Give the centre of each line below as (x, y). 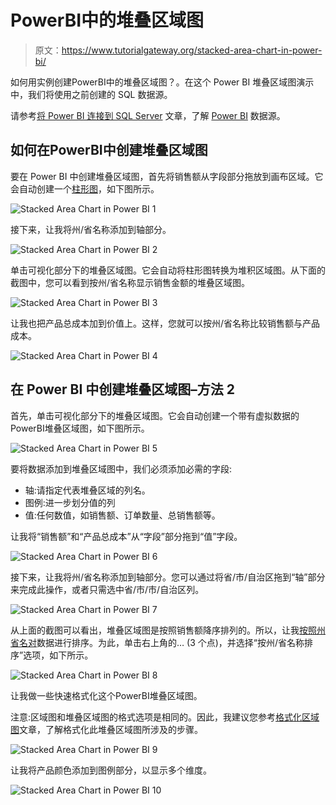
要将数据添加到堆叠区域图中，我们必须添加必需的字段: (121, 468)
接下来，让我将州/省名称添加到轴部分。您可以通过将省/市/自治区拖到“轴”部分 (168, 577)
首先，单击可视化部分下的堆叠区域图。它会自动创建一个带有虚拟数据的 (155, 415)
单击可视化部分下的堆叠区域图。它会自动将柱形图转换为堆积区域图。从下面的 (168, 270)
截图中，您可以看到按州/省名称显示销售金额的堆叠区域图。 (130, 282)
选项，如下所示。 (58, 655)
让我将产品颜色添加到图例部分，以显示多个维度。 (111, 770)
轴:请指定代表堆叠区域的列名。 (87, 490)
